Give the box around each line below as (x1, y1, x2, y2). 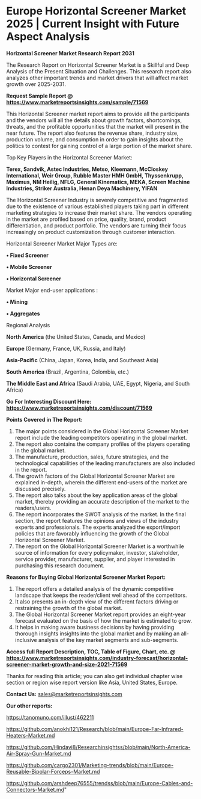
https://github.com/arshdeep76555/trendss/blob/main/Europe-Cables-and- (6, 779, 193, 786)
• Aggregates (6, 310, 40, 317)
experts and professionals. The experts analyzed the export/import (14, 523, 181, 531)
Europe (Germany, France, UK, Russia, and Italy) (6, 345, 126, 352)
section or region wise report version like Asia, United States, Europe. (6, 679, 178, 686)
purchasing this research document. (14, 561, 105, 569)
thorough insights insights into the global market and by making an (14, 630, 180, 637)
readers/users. (14, 504, 52, 511)
